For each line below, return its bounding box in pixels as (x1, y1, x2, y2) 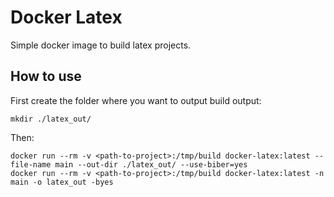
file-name (10, 159, 52, 170)
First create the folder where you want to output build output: (10, 94, 262, 106)
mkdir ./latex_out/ (10, 114, 92, 124)
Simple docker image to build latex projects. (10, 39, 192, 51)
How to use (10, 68, 82, 85)
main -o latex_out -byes (10, 177, 114, 187)
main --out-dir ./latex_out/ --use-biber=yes (54, 159, 248, 170)
